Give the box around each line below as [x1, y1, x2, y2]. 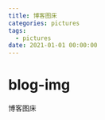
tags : [8, 26, 26, 34]
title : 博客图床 [8, 11, 57, 20]
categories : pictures [8, 19, 80, 27]
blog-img [8, 76, 71, 94]
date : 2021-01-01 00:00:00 [8, 42, 98, 50]
